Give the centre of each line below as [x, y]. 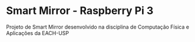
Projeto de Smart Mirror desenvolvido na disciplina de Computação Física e [98, 27]
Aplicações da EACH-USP [38, 33]
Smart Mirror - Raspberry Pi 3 [80, 11]
